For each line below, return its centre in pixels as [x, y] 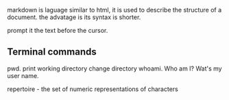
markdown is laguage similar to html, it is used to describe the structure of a [114, 10]
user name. [23, 75]
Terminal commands [52, 52]
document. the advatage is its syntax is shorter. [74, 17]
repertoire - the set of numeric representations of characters [93, 89]
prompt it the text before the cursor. [58, 30]
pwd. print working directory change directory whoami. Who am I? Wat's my [114, 68]
